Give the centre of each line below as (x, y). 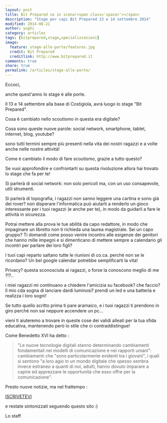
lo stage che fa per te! (28, 174)
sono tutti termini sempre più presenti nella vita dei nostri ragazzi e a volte (81, 144)
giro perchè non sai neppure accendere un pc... (54, 311)
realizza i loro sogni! (26, 296)
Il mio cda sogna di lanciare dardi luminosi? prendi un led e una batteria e (80, 290)
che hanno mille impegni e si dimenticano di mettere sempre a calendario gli (84, 240)
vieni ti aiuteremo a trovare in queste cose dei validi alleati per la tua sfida (81, 320)
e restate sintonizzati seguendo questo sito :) (52, 406)
